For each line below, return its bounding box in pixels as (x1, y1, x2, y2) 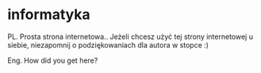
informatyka (7, 6, 90, 24)
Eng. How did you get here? (7, 56, 98, 65)
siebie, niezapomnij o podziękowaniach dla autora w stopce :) (7, 40, 209, 49)
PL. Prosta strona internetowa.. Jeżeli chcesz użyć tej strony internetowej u (7, 32, 253, 41)
